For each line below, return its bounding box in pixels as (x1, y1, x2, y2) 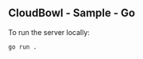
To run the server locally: (8, 27, 90, 37)
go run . (8, 43, 37, 51)
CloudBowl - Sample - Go (8, 6, 136, 20)
